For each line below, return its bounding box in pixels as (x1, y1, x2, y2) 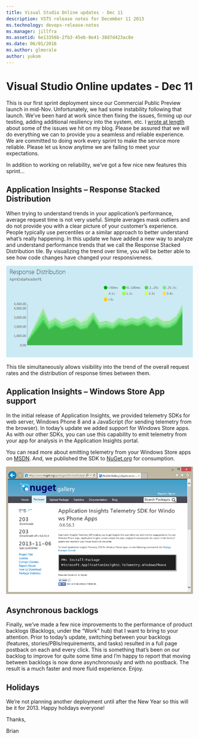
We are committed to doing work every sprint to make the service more (6, 137, 180, 144)
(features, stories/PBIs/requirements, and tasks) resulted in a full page (6, 640, 178, 647)
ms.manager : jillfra (6, 28, 57, 34)
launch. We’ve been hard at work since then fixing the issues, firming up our (6, 112, 192, 119)
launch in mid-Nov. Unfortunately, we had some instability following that (6, 106, 182, 113)
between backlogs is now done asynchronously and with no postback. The (6, 659, 190, 666)
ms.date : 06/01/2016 (6, 41, 57, 47)
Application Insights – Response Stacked (6, 184, 160, 195)
